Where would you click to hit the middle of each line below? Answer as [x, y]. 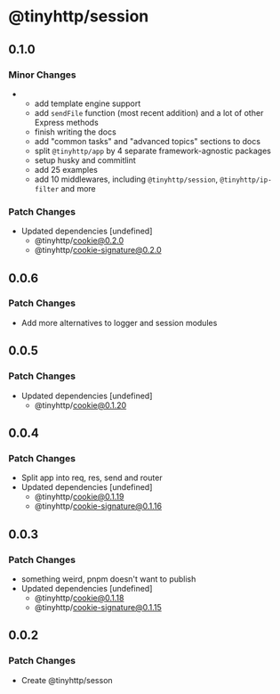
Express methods [66, 122]
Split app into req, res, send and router [92, 478]
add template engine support [88, 103]
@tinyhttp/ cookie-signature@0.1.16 [98, 506]
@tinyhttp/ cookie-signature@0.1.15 [98, 607]
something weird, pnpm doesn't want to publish [108, 579]
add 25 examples [66, 169]
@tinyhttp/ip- [246, 180]
